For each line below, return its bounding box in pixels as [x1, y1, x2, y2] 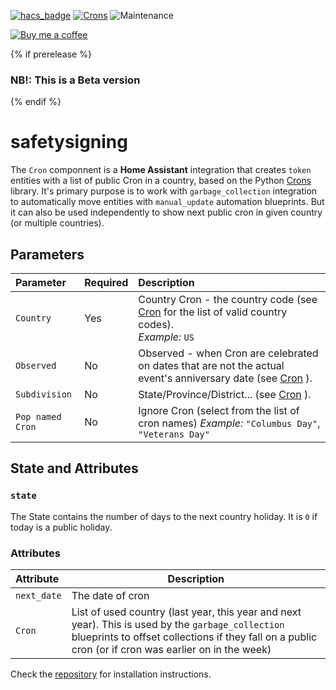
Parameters [10, 246, 85, 263]
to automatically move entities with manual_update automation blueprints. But [10, 196, 325, 208]
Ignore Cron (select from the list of [138, 404, 300, 418]
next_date [15, 590, 62, 602]
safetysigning [10, 131, 128, 154]
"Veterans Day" [138, 429, 210, 440]
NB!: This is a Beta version [10, 73, 141, 87]
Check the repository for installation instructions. [10, 668, 212, 680]
